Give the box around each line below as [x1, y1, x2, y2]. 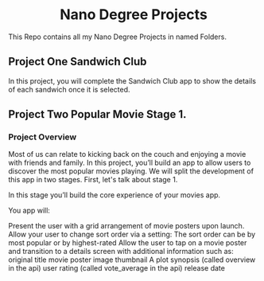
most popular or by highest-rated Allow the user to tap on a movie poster [8, 238, 247, 248]
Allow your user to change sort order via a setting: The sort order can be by [8, 229, 256, 240]
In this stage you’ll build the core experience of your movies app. [8, 190, 221, 200]
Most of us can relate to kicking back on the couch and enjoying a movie [8, 150, 247, 159]
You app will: [8, 205, 50, 216]
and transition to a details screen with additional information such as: [8, 247, 234, 256]
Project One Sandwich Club [8, 55, 147, 68]
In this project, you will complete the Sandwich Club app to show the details [8, 76, 257, 85]
